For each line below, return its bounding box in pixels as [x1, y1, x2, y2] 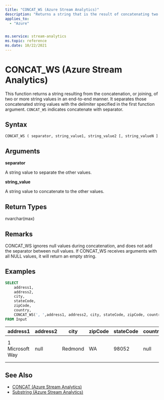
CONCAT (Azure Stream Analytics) [12, 384, 82, 390]
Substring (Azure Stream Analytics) [12, 389, 83, 395]
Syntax [5, 120, 27, 129]
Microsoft [7, 345, 30, 352]
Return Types [5, 203, 47, 211]
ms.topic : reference [5, 39, 47, 44]
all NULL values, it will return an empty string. [5, 253, 97, 259]
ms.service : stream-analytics [5, 34, 67, 39]
